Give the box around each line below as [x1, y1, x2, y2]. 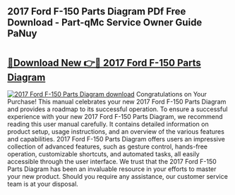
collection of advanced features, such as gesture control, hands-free [7, 142, 208, 151]
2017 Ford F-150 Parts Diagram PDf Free [7, 6, 186, 18]
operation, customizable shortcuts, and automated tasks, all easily [7, 150, 200, 158]
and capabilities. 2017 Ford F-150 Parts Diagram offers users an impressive [7, 135, 226, 143]
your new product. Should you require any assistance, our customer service [7, 172, 228, 180]
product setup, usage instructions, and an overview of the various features [7, 127, 224, 136]
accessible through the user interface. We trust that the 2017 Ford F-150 [7, 158, 217, 165]
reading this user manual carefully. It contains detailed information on [7, 120, 210, 128]
